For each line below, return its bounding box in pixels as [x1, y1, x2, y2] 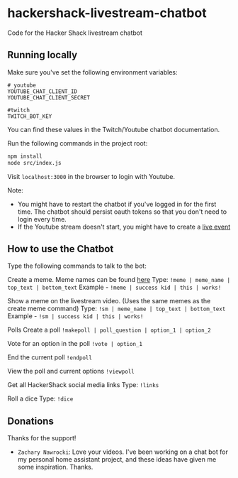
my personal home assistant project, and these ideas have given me [17, 455, 217, 464]
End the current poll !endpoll [7, 353, 92, 362]
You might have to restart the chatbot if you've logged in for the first [17, 200, 217, 208]
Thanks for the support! [7, 434, 76, 442]
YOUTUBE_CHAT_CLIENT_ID [7, 87, 78, 95]
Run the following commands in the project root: [7, 138, 148, 147]
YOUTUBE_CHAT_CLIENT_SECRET [7, 94, 91, 101]
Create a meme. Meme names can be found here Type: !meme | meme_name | [7, 276, 231, 284]
